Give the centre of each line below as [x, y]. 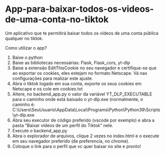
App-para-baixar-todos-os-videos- [80, 9]
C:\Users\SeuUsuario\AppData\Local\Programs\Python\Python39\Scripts [86, 110]
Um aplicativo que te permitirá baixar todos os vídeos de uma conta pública [82, 33]
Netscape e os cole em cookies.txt [47, 89]
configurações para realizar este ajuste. [52, 78]
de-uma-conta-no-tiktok [57, 19]
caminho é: [24, 104]
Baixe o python [27, 57]
